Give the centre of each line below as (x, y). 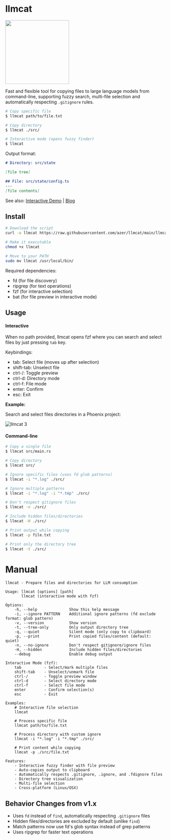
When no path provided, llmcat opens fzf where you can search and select (83, 337)
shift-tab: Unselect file (36, 368)
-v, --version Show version (55, 623)
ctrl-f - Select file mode (50, 686)
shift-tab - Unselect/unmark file (54, 672)
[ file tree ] (18, 172)
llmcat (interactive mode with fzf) (60, 597)
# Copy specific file (28, 111)
